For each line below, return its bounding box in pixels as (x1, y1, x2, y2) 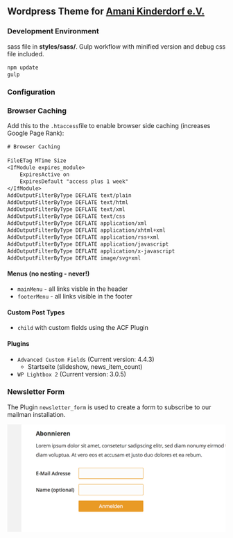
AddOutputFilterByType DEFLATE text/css (7, 212, 126, 220)
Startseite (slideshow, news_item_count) (27, 362, 143, 371)
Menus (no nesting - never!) (7, 269, 90, 278)
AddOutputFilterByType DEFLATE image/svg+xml (7, 254, 141, 262)
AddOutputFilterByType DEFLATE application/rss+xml (7, 233, 159, 241)
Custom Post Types (7, 308, 65, 316)
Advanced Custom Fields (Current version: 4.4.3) (17, 355, 155, 363)
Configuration (7, 87, 55, 97)
